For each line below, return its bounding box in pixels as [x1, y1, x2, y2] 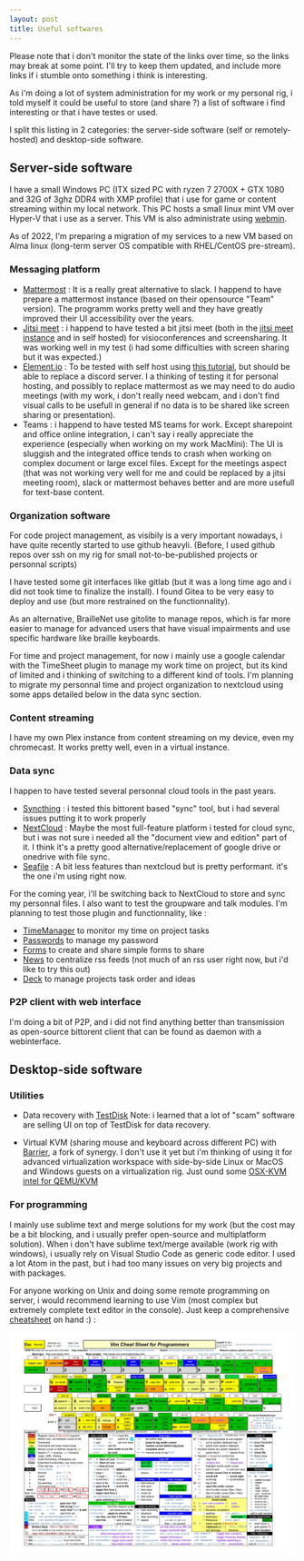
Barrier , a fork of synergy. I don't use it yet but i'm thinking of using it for [22, 1147, 293, 1158]
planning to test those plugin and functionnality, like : [9, 907, 207, 918]
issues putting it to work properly [22, 812, 147, 823]
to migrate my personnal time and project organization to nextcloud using [9, 679, 284, 690]
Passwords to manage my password [22, 934, 159, 945]
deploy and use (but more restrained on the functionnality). [9, 595, 230, 606]
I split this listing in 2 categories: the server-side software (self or [9, 124, 253, 135]
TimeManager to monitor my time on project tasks [22, 925, 211, 936]
